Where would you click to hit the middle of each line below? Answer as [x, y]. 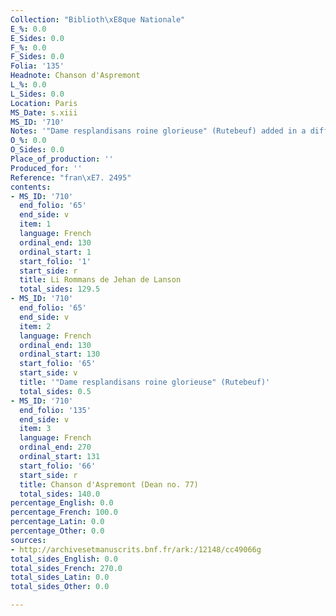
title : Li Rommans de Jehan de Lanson [100, 280]
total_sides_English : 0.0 [64, 559]
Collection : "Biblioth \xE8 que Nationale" [98, 19]
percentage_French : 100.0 [64, 512]
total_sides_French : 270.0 [66, 568]
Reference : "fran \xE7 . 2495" [71, 177]
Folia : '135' [37, 66]
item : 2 [35, 326]
